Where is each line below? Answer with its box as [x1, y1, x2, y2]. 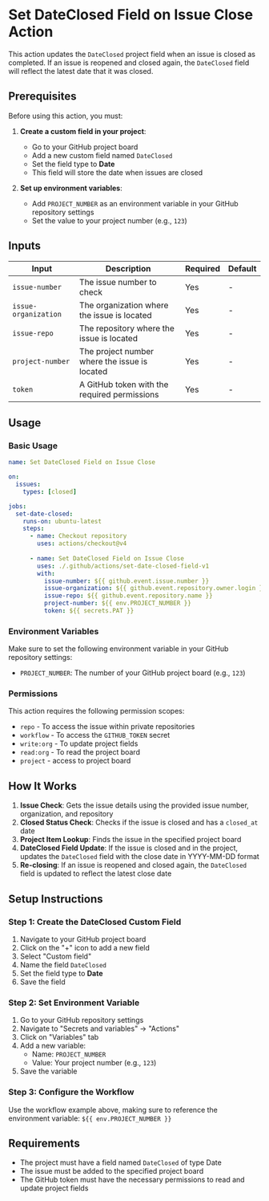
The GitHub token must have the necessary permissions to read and [19, 1175, 246, 1185]
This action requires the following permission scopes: [8, 706, 185, 716]
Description [105, 263, 151, 274]
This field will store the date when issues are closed [31, 167, 203, 177]
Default [227, 263, 257, 274]
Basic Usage [8, 440, 58, 451]
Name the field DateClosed [19, 959, 106, 969]
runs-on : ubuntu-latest [22, 517, 102, 525]
